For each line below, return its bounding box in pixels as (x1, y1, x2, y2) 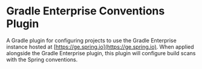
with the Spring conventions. (6, 56, 78, 63)
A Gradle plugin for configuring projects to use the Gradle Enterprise (6, 37, 177, 44)
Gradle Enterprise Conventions (6, 4, 165, 18)
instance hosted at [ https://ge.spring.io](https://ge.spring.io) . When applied (6, 43, 195, 50)
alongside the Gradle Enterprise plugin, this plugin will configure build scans (6, 49, 196, 56)
